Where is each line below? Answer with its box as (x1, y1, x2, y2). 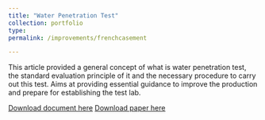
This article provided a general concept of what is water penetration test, (8, 63, 247, 72)
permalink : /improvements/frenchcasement (8, 33, 148, 42)
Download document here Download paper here (8, 103, 166, 113)
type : (8, 26, 26, 34)
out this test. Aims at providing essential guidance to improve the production (8, 79, 258, 89)
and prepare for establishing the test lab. (8, 88, 141, 98)
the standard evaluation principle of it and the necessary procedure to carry (8, 71, 256, 80)
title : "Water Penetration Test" (8, 11, 119, 20)
